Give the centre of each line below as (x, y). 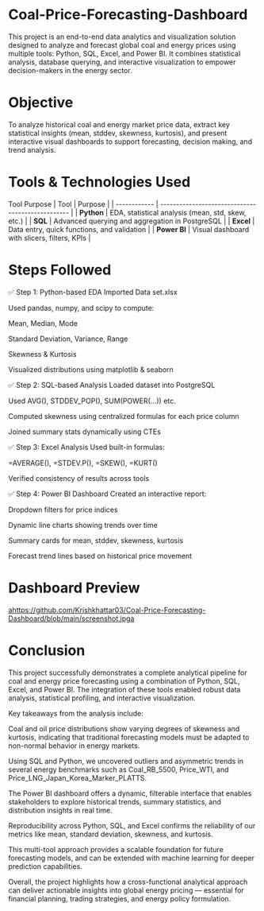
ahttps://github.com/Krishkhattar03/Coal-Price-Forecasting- (107, 610)
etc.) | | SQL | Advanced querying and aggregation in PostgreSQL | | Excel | (132, 221)
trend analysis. (33, 149)
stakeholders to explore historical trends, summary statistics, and (115, 801)
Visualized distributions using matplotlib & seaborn (91, 369)
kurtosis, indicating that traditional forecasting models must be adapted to (129, 737)
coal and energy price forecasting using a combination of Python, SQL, (124, 680)
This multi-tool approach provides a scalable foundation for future (116, 849)
